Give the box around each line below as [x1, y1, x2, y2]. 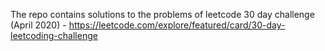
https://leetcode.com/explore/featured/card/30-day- [68, 19, 286, 31]
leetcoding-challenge [10, 30, 98, 41]
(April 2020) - [10, 19, 67, 31]
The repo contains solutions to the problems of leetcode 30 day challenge [10, 9, 315, 20]
